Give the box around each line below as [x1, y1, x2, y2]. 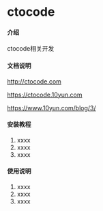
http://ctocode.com [7, 77, 61, 86]
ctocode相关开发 [7, 45, 55, 53]
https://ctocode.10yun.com [7, 90, 83, 99]
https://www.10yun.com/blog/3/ [7, 103, 97, 112]
